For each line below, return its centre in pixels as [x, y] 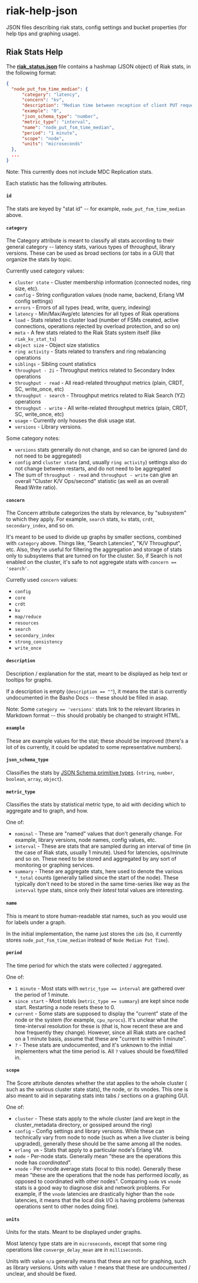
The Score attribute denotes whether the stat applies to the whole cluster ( [97, 1083]
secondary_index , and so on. [40, 526]
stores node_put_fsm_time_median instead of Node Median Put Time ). [88, 940]
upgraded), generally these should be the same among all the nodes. [98, 1143]
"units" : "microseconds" [52, 144]
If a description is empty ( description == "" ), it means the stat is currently [97, 691]
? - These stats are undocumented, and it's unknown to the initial [93, 1045]
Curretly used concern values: [42, 580]
